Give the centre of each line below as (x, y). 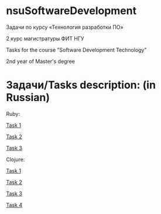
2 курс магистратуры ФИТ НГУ (45, 38)
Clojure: (16, 159)
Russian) (28, 98)
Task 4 (14, 205)
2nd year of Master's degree (40, 61)
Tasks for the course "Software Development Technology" (77, 50)
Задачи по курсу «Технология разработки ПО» (65, 27)
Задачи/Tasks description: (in (81, 85)
